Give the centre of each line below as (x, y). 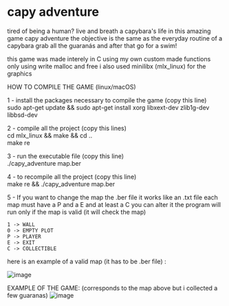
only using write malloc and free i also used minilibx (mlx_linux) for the (107, 66)
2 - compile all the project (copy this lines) (67, 128)
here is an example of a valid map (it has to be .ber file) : (87, 261)
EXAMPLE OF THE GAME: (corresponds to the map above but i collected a (112, 288)
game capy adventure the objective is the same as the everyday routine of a (115, 38)
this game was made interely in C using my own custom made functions (109, 58)
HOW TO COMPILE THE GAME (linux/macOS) (72, 87)
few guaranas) (28, 295)
